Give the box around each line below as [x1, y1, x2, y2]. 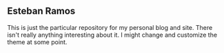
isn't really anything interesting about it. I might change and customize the [7, 31, 218, 39]
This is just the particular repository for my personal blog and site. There [7, 23, 213, 31]
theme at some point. [7, 37, 68, 46]
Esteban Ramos [7, 5, 76, 17]
